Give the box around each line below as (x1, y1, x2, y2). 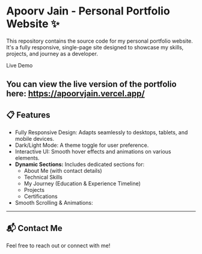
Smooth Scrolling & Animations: (14, 199, 93, 206)
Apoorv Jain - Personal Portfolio (6, 4, 170, 18)
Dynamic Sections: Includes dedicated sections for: (14, 161, 145, 168)
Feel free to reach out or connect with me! (6, 242, 111, 249)
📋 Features (6, 110, 50, 120)
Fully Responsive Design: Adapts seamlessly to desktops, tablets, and (14, 129, 188, 136)
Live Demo (6, 61, 33, 69)
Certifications (23, 193, 58, 200)
